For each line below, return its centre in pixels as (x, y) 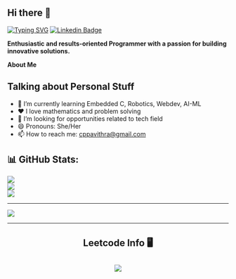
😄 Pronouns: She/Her (49, 126)
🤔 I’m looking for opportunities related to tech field (90, 118)
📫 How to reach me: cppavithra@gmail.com (81, 134)
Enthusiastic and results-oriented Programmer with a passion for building (117, 44)
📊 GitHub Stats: (43, 160)
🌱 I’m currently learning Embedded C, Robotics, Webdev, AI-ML (109, 103)
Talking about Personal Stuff (71, 87)
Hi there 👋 (29, 13)
